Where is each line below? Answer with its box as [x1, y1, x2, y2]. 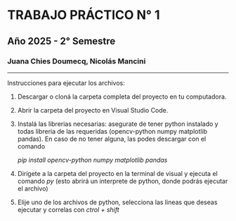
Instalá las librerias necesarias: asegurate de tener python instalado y [17, 120, 219, 128]
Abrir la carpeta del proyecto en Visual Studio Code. [17, 106, 169, 114]
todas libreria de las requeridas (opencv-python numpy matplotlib [17, 127, 208, 135]
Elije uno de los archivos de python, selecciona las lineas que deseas [17, 198, 218, 206]
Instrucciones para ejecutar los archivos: [7, 78, 125, 87]
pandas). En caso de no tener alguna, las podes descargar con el [17, 134, 206, 143]
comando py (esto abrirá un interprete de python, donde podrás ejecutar [17, 177, 228, 185]
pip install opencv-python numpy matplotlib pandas [17, 156, 168, 164]
